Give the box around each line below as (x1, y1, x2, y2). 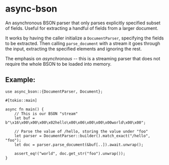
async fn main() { (5, 107, 44, 112)
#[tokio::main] (5, 98, 37, 103)
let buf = (14, 115, 35, 120)
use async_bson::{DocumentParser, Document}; (5, 89, 103, 94)
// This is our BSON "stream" (14, 111, 78, 116)
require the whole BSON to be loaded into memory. (5, 61, 112, 67)
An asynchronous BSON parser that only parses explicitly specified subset (5, 20, 161, 26)
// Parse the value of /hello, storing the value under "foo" (14, 129, 148, 134)
